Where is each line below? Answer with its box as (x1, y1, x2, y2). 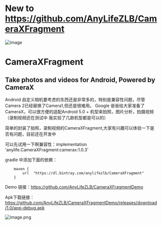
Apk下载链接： (5, 194, 34, 200)
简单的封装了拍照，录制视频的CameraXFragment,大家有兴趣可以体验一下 (5, 125, 150, 131)
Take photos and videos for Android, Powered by (5, 75, 156, 84)
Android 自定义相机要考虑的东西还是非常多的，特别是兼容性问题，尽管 (5, 96, 146, 102)
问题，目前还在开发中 (13, 131, 56, 137)
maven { (14, 166, 29, 171)
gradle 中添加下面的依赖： (5, 157, 57, 163)
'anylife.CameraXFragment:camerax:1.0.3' (5, 147, 89, 152)
